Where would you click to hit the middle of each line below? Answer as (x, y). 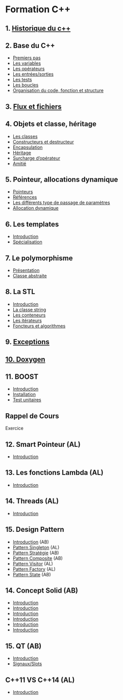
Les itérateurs (27, 320)
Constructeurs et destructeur (43, 142)
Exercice (15, 428)
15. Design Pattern (35, 529)
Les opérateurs (29, 69)
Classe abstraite (30, 276)
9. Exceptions (28, 342)
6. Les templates (32, 224)
